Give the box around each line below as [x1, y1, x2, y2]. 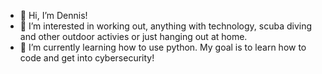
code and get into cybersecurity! [19, 52, 155, 64]
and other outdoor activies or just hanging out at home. [19, 31, 248, 42]
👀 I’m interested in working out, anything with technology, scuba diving [19, 20, 313, 32]
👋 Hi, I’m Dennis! [19, 10, 88, 21]
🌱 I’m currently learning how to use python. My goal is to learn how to [19, 41, 307, 53]
